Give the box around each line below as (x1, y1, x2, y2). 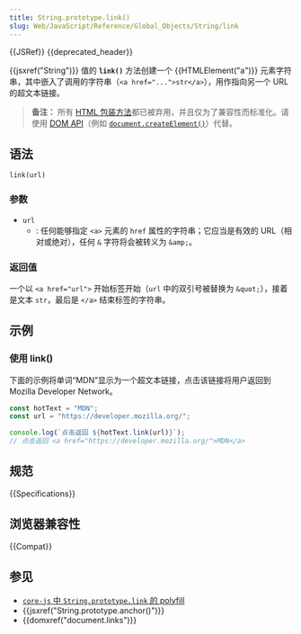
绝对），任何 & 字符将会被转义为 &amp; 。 (51, 236, 198, 247)
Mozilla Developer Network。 (9, 386, 119, 397)
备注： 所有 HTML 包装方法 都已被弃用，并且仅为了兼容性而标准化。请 (31, 106, 289, 117)
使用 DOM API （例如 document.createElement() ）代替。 (31, 118, 238, 129)
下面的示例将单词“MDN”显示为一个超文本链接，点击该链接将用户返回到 (9, 374, 271, 385)
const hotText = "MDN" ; (9, 404, 99, 413)
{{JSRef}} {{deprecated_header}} (9, 46, 133, 57)
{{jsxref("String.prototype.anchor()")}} (22, 604, 164, 616)
